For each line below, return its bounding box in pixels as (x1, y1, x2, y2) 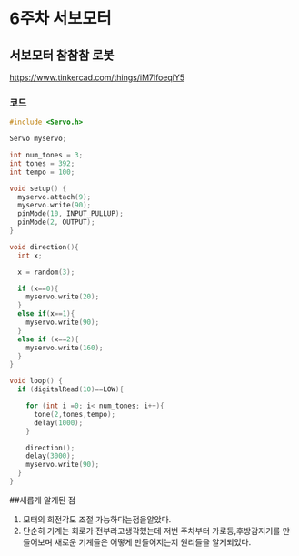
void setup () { (9, 184, 67, 193)
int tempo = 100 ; (9, 167, 75, 177)
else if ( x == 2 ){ (17, 334, 79, 344)
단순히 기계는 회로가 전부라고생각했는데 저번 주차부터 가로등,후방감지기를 (22, 525, 281, 536)
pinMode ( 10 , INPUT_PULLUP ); (17, 209, 125, 218)
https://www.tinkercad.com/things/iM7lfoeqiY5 (9, 72, 184, 83)
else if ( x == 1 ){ (17, 309, 75, 318)
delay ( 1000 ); (33, 418, 84, 428)
